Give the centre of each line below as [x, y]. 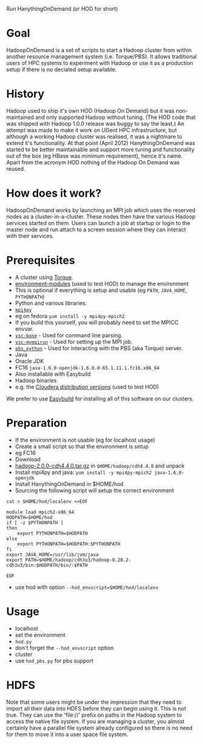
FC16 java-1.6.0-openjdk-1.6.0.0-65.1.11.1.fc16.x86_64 [87, 367]
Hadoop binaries [36, 380]
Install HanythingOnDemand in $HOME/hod [69, 484]
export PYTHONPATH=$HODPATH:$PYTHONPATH [69, 544]
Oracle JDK [29, 361]
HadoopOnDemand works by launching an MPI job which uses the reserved [101, 210]
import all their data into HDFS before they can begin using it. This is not [96, 708]
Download [28, 459]
